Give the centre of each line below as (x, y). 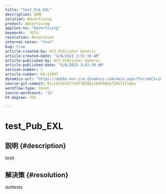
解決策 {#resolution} (37, 175)
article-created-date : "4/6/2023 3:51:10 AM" (53, 56)
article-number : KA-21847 (32, 74)
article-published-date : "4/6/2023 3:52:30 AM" (55, 65)
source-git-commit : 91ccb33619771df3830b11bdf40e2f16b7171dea (70, 83)
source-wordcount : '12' (30, 93)
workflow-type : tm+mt (27, 88)
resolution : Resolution (30, 38)
